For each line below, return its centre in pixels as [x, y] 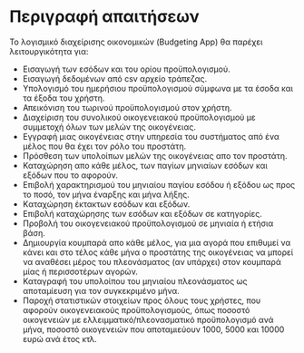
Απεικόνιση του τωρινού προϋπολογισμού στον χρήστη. [127, 107]
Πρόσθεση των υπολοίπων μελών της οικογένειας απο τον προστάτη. [155, 155]
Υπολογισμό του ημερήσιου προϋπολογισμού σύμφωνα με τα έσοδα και [157, 88]
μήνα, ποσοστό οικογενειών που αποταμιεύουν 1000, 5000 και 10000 [153, 329]
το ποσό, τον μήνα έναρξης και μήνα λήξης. [106, 194]
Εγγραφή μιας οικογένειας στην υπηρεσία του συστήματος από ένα [151, 136]
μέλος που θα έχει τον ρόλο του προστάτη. [104, 146]
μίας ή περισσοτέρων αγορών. [80, 271]
